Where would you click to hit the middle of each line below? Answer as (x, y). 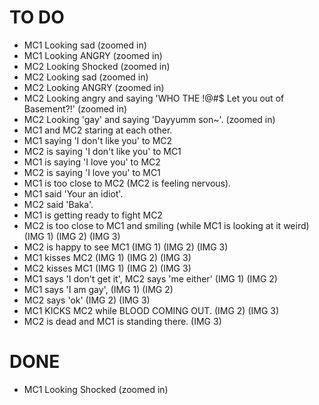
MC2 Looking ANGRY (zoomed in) (94, 87)
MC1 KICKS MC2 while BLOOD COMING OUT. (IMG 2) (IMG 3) (151, 310)
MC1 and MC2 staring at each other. (98, 130)
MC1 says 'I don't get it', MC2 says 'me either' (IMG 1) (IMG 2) (150, 278)
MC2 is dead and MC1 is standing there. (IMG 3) (122, 321)
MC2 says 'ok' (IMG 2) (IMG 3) (87, 300)
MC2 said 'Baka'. (58, 204)
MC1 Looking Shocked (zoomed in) (96, 389)
